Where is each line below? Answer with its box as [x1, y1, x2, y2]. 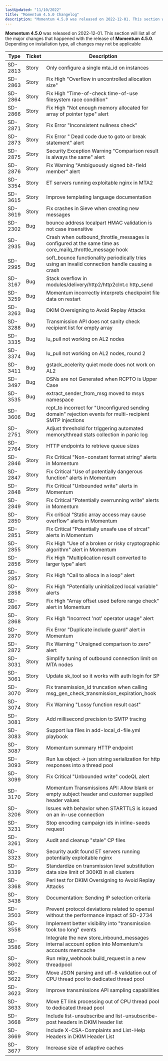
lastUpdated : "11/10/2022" [5, 7, 61, 12]
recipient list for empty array [46, 324, 113, 331]
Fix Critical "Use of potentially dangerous [46, 468, 143, 475]
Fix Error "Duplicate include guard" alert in [46, 626, 146, 633]
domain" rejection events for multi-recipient [46, 410, 150, 417]
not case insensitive [46, 225, 93, 232]
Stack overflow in [46, 275, 87, 282]
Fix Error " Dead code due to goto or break [46, 133, 146, 140]
